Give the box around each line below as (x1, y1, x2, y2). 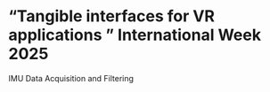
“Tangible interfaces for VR (8, 6, 216, 27)
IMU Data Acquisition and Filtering (8, 73, 135, 83)
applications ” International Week (8, 25, 262, 45)
